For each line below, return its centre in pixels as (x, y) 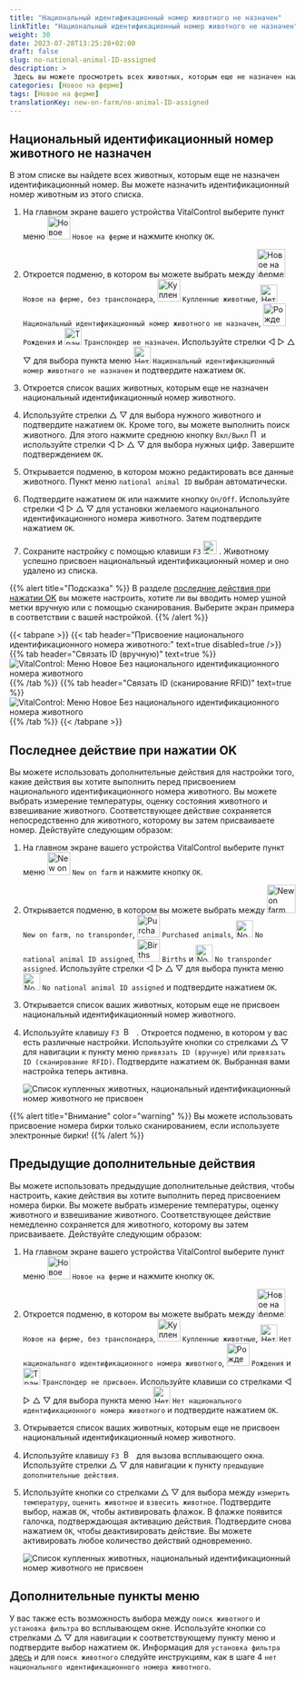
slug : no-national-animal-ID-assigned (83, 60)
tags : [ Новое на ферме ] (54, 94)
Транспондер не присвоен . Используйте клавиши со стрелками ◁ (167, 1381)
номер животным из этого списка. (77, 194)
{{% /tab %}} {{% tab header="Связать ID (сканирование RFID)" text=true (151, 683)
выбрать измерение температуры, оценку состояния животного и (138, 801)
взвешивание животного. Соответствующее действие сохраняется (141, 811)
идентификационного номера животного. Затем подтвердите (142, 519)
